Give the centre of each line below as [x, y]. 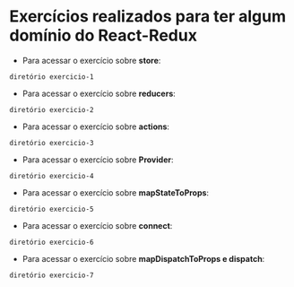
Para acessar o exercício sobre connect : [97, 225]
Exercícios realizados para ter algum [148, 17]
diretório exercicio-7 [52, 275]
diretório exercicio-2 [52, 109]
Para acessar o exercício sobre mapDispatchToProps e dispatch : [143, 258]
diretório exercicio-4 [52, 176]
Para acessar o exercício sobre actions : [96, 126]
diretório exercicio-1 [52, 77]
